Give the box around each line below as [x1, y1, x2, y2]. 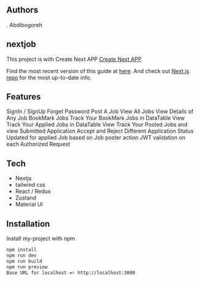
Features [6, 92, 41, 102]
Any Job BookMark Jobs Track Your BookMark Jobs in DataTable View [6, 114, 185, 122]
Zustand [15, 194, 37, 202]
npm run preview [6, 264, 48, 270]
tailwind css [15, 181, 46, 189]
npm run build [6, 258, 43, 264]
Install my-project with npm [6, 235, 75, 242]
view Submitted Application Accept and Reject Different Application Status [6, 127, 194, 135]
